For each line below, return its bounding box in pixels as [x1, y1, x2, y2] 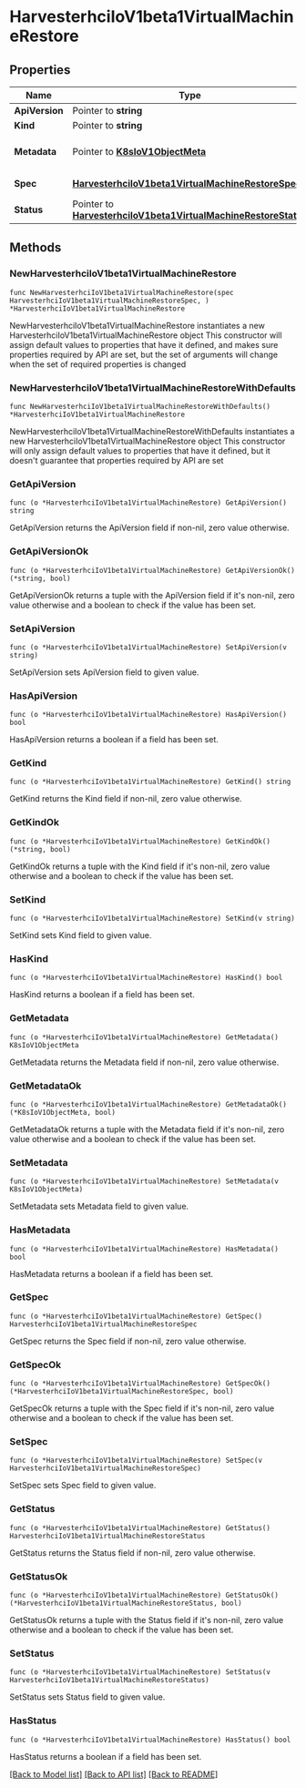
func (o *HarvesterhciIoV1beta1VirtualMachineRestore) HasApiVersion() [9, 710, 287, 720]
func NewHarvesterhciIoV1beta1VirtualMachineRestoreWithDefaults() [9, 402, 271, 411]
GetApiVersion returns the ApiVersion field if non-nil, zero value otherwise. [9, 522, 290, 534]
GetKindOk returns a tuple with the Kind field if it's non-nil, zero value [9, 861, 270, 872]
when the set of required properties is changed [9, 358, 187, 370]
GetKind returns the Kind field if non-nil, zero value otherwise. [9, 793, 243, 804]
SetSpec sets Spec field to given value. [9, 1480, 157, 1491]
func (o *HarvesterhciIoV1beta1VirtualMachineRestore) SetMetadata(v [9, 1177, 280, 1186]
